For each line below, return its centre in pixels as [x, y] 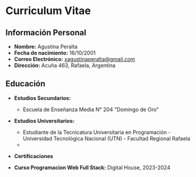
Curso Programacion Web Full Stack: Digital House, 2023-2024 [92, 167]
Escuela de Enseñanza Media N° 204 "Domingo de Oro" [91, 109]
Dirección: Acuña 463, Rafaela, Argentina [65, 65]
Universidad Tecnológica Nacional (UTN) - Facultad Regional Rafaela [107, 138]
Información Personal [46, 33]
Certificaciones [34, 156]
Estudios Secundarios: [42, 98]
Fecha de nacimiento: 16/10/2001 [55, 53]
